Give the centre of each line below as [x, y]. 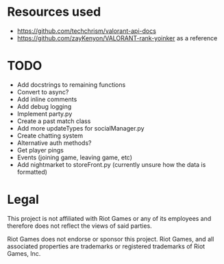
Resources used [54, 12]
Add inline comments [47, 99]
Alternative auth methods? [54, 143]
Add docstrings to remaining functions [71, 84]
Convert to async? [43, 92]
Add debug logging [44, 106]
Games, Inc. [24, 253]
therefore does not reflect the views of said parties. [79, 226]
